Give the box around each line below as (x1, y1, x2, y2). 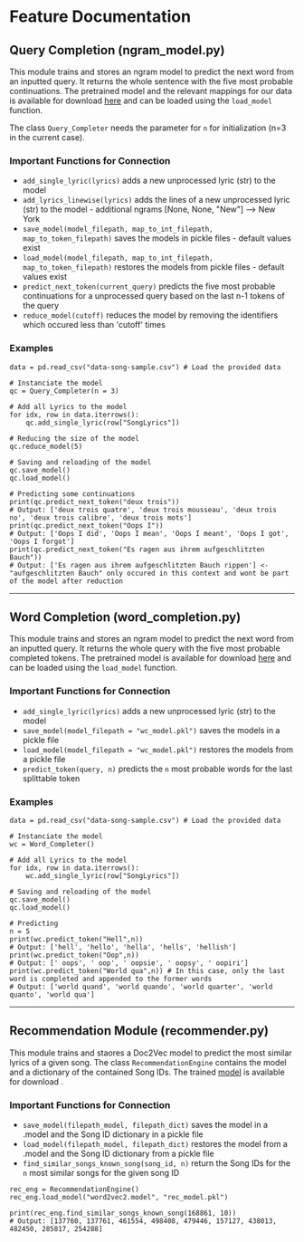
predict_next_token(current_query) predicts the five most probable (22, 281, 276, 291)
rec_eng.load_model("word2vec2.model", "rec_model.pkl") (9, 1193, 229, 1202)
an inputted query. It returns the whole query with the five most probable (9, 643, 280, 654)
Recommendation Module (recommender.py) (9, 1023, 270, 1038)
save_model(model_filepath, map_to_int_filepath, (22, 225, 214, 234)
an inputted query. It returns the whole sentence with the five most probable (9, 76, 294, 87)
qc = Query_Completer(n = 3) (9, 387, 119, 396)
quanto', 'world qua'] (9, 990, 95, 999)
